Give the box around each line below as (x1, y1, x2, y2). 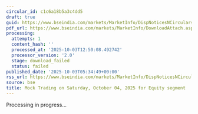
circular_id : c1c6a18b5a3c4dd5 (6, 8, 83, 15)
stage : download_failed (11, 58, 70, 63)
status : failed (11, 63, 49, 69)
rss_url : (6, 74, 28, 80)
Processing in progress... (6, 101, 67, 108)
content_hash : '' (11, 42, 54, 48)
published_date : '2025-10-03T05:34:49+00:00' (6, 69, 120, 75)
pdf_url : (6, 25, 28, 31)
